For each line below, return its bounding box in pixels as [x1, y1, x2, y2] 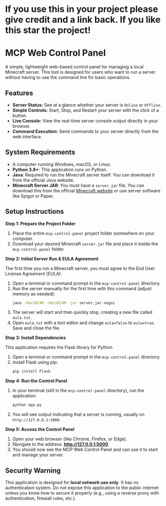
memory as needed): [12, 291, 56, 297]
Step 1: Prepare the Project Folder [5, 220, 76, 227]
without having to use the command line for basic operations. [5, 75, 131, 81]
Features [5, 88, 33, 97]
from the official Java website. [12, 177, 75, 183]
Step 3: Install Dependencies [5, 335, 66, 341]
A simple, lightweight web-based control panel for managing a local [5, 64, 144, 70]
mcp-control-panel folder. [12, 246, 65, 252]
